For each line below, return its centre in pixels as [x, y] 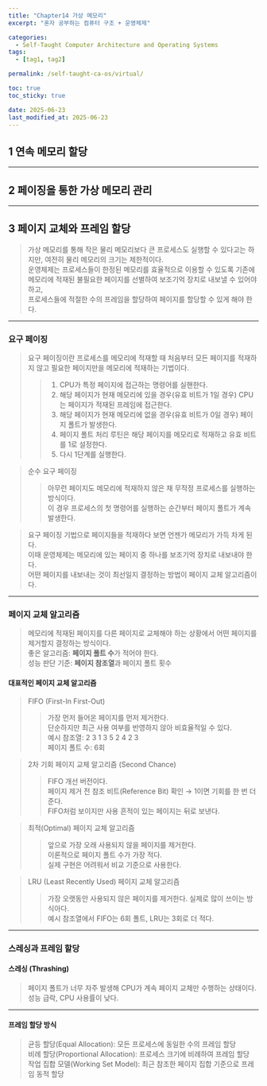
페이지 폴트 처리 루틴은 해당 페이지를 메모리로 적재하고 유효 [151, 435]
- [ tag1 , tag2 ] [41, 60]
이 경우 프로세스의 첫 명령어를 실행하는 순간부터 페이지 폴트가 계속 [149, 508]
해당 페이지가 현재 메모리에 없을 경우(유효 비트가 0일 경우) [149, 415]
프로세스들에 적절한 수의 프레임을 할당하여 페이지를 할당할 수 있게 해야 [136, 299]
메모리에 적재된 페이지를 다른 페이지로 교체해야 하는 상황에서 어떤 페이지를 [142, 634]
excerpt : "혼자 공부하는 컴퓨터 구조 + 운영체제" [79, 23]
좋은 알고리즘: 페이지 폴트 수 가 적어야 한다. [93, 654]
